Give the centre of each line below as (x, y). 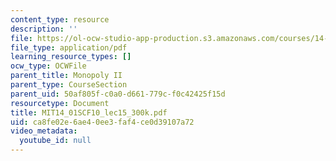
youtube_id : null (55, 141)
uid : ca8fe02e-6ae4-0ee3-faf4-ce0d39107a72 (102, 122)
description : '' (44, 29)
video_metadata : (44, 131)
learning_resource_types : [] (71, 57)
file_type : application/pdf (69, 47)
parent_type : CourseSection (69, 85)
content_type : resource (60, 19)
